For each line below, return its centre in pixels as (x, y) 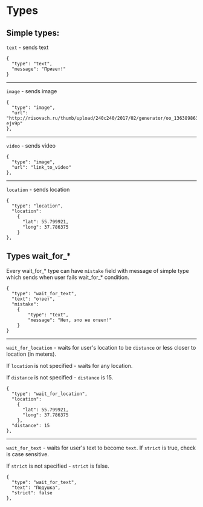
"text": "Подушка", (36, 488)
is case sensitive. (28, 454)
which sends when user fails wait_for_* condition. (68, 277)
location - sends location (38, 189)
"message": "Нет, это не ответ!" (70, 320)
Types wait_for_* (39, 256)
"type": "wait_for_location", (50, 394)
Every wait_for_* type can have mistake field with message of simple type (98, 270)
